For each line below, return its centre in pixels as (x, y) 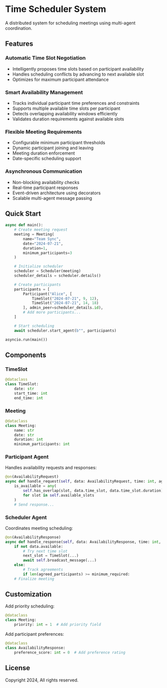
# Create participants (38, 284)
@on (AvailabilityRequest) (32, 477)
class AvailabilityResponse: (35, 648)
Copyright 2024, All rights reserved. (42, 680)
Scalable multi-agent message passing (52, 198)
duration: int (29, 439)
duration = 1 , (36, 248)
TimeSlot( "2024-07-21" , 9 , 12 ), (65, 299)
